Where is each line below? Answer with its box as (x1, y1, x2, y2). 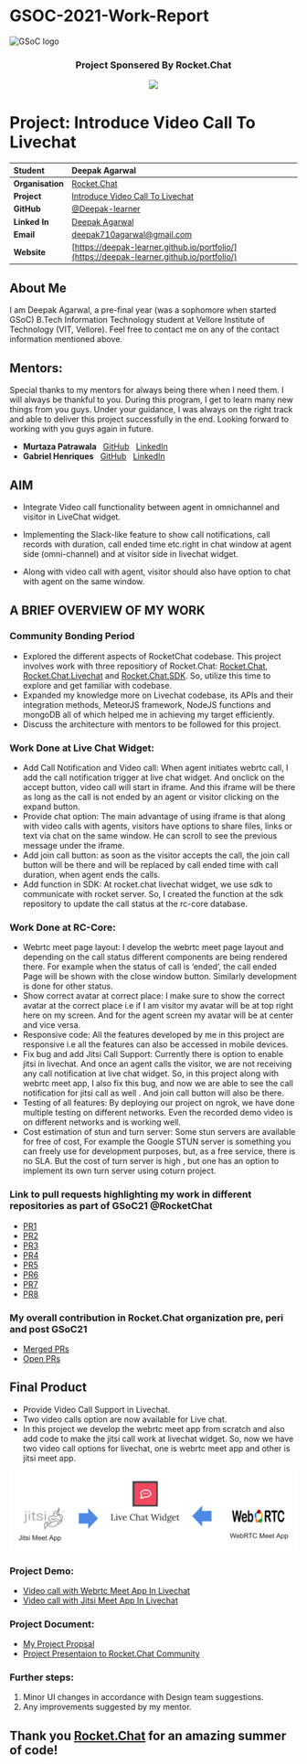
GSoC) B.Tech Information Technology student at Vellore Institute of (9, 315, 265, 326)
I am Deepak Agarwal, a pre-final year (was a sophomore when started (9, 305, 277, 315)
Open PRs (22, 1352, 61, 1363)
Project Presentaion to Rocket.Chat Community (22, 1648, 200, 1660)
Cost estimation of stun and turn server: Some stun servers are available (22, 1127, 296, 1138)
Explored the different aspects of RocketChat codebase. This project (22, 650, 281, 661)
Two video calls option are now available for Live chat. (22, 1414, 228, 1425)
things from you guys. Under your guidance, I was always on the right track (9, 404, 293, 415)
